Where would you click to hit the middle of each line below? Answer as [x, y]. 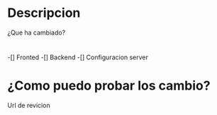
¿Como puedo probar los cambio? [109, 86]
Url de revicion [29, 105]
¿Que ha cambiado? [37, 32]
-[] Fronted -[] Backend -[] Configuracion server [78, 57]
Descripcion [44, 13]
